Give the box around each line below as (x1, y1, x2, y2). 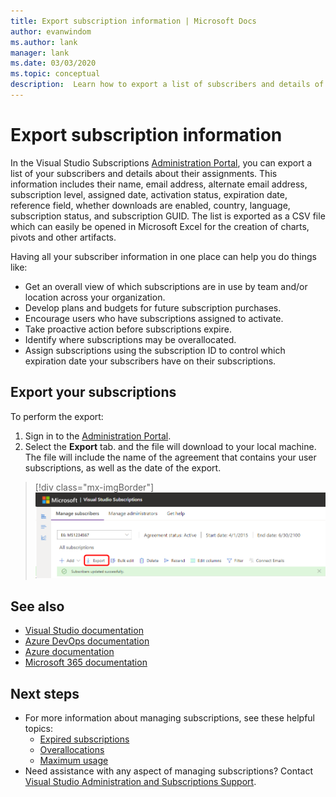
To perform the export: (10, 410, 104, 422)
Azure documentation (24, 646, 115, 658)
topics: (24, 722, 54, 734)
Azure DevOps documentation (24, 635, 150, 647)
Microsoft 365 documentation (24, 656, 148, 669)
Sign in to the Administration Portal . (24, 430, 172, 442)
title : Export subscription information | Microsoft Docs (10, 16, 257, 26)
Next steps (10, 685, 80, 702)
